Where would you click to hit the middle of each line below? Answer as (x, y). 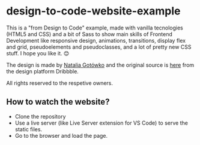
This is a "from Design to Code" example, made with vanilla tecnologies (95, 28)
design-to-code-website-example (93, 11)
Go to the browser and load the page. (61, 135)
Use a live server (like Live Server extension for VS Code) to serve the (101, 123)
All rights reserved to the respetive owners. (59, 83)
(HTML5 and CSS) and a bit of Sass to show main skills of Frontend (89, 34)
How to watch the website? (58, 102)
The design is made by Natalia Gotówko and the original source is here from (100, 65)
